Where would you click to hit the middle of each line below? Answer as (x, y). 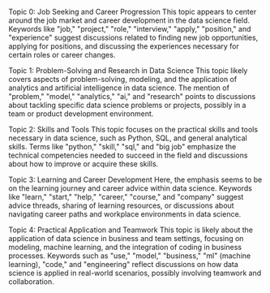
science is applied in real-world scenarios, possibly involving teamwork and (135, 273)
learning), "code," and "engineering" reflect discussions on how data (124, 264)
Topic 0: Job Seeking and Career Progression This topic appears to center (133, 12)
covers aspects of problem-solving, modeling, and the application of (123, 79)
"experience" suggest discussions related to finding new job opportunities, (133, 37)
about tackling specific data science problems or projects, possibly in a (127, 105)
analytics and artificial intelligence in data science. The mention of (119, 88)
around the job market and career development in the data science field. (129, 20)
